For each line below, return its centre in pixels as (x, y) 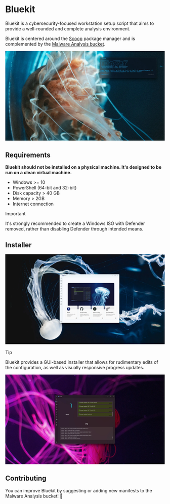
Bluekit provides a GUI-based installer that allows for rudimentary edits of (82, 362)
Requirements (28, 155)
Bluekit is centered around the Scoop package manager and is (70, 38)
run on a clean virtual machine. (38, 173)
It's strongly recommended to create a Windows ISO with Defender (75, 223)
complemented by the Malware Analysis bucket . (55, 44)
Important (15, 214)
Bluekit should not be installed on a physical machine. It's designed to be (83, 167)
